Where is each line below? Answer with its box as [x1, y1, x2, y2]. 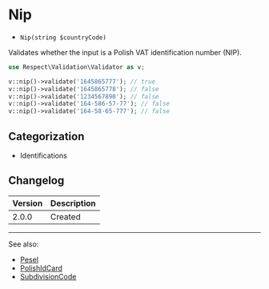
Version [12, 198, 43, 209]
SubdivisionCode [19, 271, 77, 281]
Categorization [8, 130, 85, 143]
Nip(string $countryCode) [19, 34, 106, 42]
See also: [8, 239, 39, 249]
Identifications [19, 151, 68, 160]
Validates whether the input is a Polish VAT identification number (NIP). [8, 47, 243, 57]
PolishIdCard [19, 263, 62, 273]
